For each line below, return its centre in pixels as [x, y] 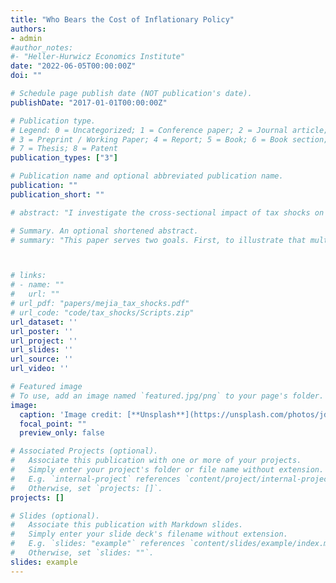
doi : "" [26, 76]
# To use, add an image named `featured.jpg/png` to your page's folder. [167, 396]
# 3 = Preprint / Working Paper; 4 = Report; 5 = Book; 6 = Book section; [169, 139]
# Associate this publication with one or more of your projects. [156, 461]
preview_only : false [62, 433]
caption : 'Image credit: [71, 414]
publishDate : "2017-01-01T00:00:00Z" [89, 102]
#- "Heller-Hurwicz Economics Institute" [98, 57]
